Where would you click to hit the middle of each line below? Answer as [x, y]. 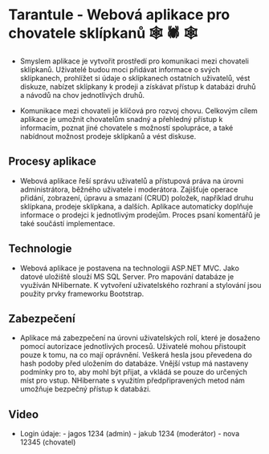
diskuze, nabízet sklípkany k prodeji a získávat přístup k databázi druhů [138, 87]
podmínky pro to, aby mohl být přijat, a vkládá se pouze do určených [133, 372]
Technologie [40, 249]
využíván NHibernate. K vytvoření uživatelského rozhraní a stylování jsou [141, 285]
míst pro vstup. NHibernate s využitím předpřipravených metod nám [132, 381]
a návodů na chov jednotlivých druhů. [82, 95]
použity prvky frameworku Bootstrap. [82, 294]
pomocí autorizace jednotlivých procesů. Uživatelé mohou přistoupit [133, 347]
